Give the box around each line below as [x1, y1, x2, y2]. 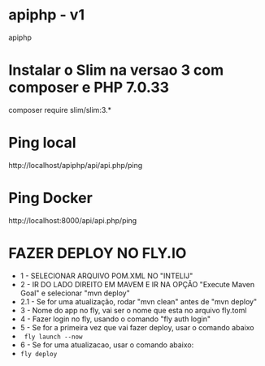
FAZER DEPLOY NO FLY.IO [8, 243, 187, 262]
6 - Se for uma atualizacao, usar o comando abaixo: [20, 339, 194, 350]
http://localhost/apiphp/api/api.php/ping [8, 160, 143, 170]
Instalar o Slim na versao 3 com [8, 61, 224, 80]
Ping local [8, 134, 76, 152]
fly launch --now [24, 333, 83, 341]
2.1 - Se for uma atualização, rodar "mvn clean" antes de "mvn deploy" [20, 296, 258, 306]
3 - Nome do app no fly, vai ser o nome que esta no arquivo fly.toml [20, 305, 247, 315]
